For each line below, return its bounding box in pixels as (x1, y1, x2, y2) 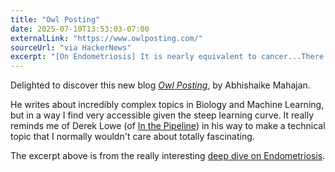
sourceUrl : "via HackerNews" (10, 42, 132, 53)
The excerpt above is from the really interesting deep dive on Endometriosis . (10, 150, 326, 162)
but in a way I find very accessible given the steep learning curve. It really (10, 109, 314, 121)
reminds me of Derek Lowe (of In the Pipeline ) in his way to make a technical (10, 120, 326, 132)
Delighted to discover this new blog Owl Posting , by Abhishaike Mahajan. (10, 79, 311, 91)
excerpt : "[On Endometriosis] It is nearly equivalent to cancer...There (10, 52, 325, 62)
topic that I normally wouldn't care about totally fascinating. (10, 131, 255, 143)
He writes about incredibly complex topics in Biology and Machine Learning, (10, 99, 325, 111)
